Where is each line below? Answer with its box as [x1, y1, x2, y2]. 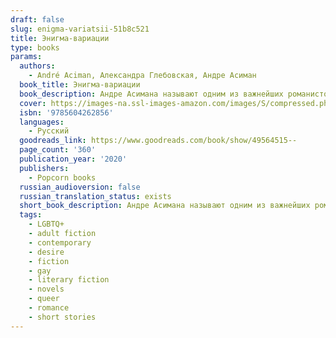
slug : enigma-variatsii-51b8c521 [10, 24, 150, 34]
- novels [28, 284, 65, 295]
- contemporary [28, 237, 92, 248]
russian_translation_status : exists [19, 191, 172, 201]
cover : [19, 98, 47, 108]
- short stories [28, 312, 97, 322]
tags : [19, 210, 43, 220]
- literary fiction [28, 275, 110, 285]
